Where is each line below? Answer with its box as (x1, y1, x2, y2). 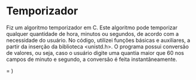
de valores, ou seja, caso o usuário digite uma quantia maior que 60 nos (6, 49, 185, 56)
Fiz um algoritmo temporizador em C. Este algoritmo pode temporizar (6, 24, 178, 31)
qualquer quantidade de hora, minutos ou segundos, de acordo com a (6, 30, 179, 37)
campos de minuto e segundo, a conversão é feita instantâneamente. (6, 56, 177, 63)
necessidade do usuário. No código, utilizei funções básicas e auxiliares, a (6, 36, 191, 44)
